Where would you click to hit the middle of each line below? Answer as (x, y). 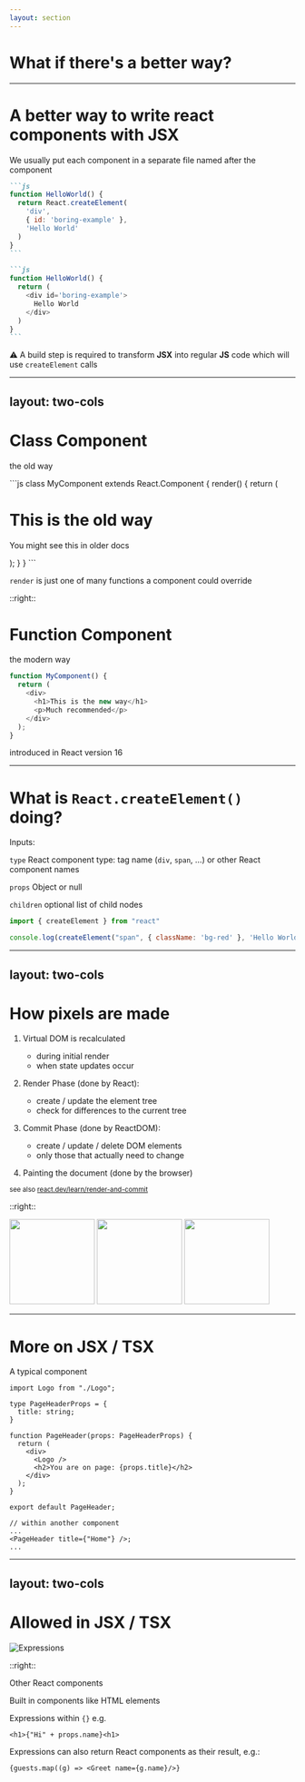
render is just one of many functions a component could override (131, 580)
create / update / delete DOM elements (109, 1146)
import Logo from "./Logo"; (63, 1388)
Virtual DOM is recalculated (74, 1039)
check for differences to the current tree (111, 1111)
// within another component (64, 1523)
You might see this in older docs (69, 545)
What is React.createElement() (126, 797)
